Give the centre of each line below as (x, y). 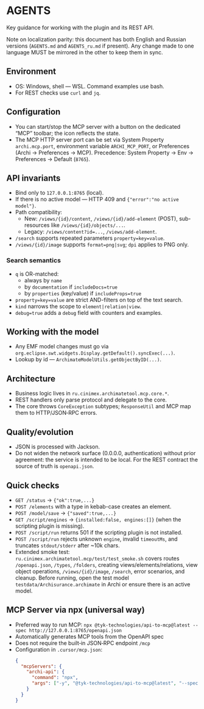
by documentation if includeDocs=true (71, 287)
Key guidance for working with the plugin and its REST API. (80, 27)
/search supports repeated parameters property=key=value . (90, 238)
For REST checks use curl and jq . (58, 93)
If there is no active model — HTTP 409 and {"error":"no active (97, 200)
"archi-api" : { (46, 672)
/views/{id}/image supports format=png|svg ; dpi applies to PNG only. (102, 245)
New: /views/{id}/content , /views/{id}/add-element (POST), (101, 219)
